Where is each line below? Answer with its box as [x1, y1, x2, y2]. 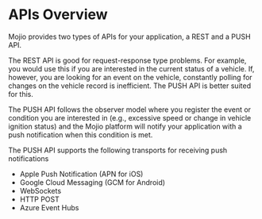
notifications [8, 153, 49, 163]
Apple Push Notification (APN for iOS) [19, 169, 144, 179]
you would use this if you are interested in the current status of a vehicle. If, [8, 63, 255, 73]
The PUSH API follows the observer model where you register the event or [8, 105, 252, 114]
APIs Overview [8, 6, 109, 24]
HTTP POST [19, 194, 60, 204]
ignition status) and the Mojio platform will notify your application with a [8, 121, 242, 131]
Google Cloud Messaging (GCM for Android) [19, 177, 165, 187]
